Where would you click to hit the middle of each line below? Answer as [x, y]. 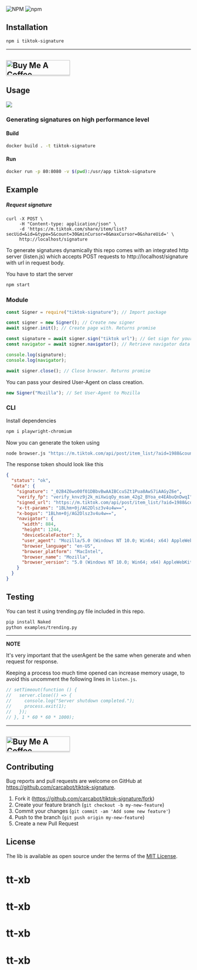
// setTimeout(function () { [42, 690]
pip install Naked [28, 622]
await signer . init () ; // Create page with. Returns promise [81, 328]
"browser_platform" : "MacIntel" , [62, 551]
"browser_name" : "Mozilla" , [56, 557]
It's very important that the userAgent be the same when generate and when [98, 655]
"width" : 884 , [39, 524]
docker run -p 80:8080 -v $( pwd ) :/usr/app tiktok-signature [81, 172]
